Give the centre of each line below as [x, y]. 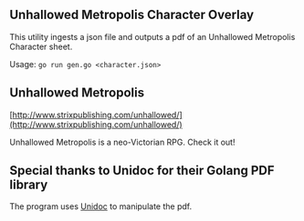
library [29, 185]
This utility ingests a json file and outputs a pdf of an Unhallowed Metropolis [152, 36]
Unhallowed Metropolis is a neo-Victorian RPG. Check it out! [122, 142]
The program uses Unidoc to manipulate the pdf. [101, 206]
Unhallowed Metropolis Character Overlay [131, 15]
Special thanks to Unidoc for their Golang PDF [142, 171]
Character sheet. [41, 46]
